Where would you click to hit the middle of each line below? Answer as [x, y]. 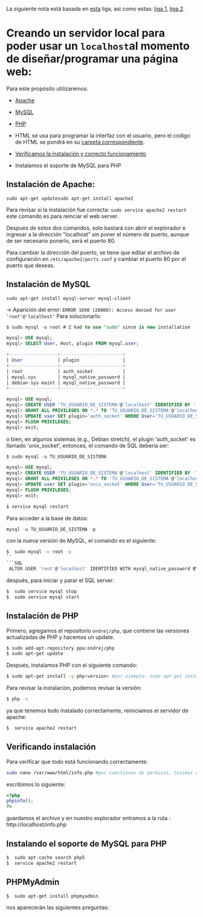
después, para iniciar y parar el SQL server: [60, 580]
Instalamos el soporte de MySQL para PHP [68, 165]
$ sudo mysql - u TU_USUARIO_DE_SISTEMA [56, 457]
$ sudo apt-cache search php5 [46, 858]
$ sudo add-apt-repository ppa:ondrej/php [60, 648]
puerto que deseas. [31, 265]
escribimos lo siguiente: [36, 784]
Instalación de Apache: [51, 184]
